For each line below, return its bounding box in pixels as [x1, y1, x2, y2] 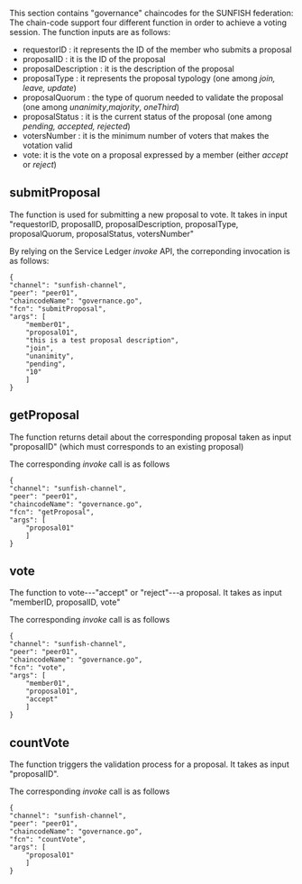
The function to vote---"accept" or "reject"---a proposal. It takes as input [9, 588, 282, 598]
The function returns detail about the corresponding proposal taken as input [9, 432, 291, 442]
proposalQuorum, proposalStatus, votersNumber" [9, 228, 194, 239]
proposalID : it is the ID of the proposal [22, 54, 166, 64]
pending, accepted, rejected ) [22, 121, 131, 132]
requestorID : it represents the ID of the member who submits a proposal [22, 44, 292, 55]
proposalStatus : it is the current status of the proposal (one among [22, 112, 272, 122]
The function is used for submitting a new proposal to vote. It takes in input [9, 209, 288, 220]
